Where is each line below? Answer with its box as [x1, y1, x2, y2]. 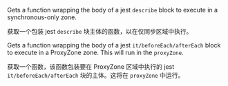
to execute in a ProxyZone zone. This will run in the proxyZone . [7, 48, 184, 56]
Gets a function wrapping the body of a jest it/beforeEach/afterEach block [7, 41, 221, 49]
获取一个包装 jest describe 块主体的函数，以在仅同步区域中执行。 [7, 28, 193, 35]
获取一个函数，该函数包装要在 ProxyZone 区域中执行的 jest [7, 63, 175, 71]
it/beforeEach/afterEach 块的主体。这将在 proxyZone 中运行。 [7, 72, 184, 79]
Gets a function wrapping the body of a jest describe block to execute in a [7, 6, 218, 14]
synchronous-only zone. [7, 13, 77, 21]
